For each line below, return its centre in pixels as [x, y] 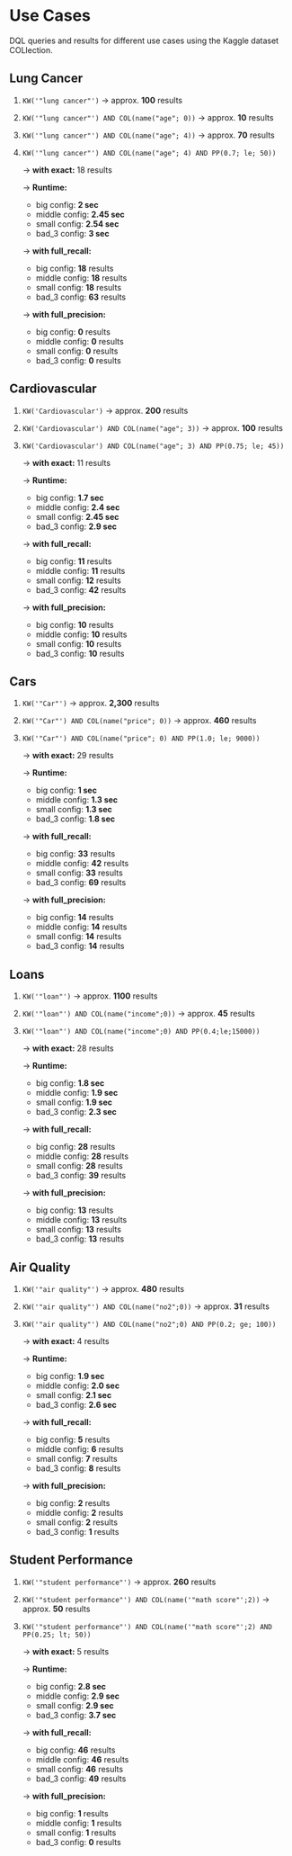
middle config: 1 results [79, 1823]
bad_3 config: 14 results [80, 946]
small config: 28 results [79, 1166]
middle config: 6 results [80, 1449]
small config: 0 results [77, 351]
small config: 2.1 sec [74, 1395]
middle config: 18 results [81, 278]
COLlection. [31, 49]
